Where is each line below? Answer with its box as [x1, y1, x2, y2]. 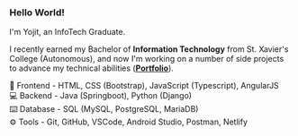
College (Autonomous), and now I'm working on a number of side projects [9, 54, 284, 64]
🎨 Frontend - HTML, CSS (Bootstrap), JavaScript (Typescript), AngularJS [9, 81, 279, 91]
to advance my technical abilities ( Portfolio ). [9, 63, 174, 73]
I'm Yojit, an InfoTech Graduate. [9, 27, 126, 38]
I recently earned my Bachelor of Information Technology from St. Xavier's [9, 44, 289, 55]
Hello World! [9, 6, 66, 19]
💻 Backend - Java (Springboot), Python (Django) [9, 90, 192, 101]
